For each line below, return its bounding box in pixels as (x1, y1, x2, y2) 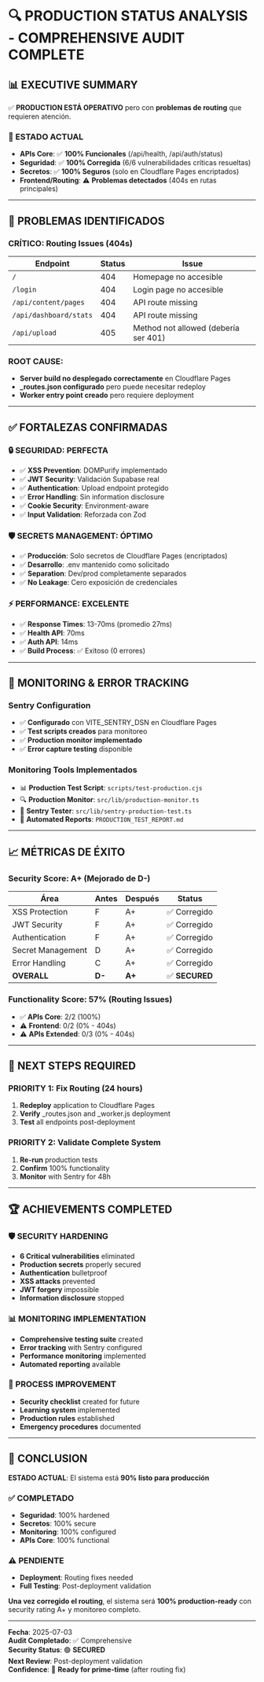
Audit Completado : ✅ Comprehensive (8, 1636, 132, 1645)
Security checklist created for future (19, 1397, 140, 1406)
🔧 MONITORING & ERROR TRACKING (8, 676, 189, 690)
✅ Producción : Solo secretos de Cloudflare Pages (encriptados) (19, 551, 228, 561)
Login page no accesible (133, 284, 224, 295)
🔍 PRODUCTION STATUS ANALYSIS (8, 7, 248, 25)
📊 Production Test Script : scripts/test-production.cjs (19, 782, 203, 792)
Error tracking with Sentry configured (19, 1342, 143, 1352)
